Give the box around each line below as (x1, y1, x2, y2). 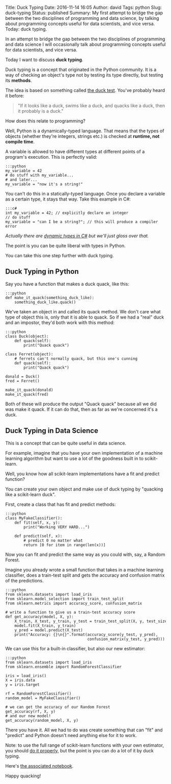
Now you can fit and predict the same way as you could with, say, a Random (5, 551, 165, 557)
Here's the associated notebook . (5, 763, 74, 769)
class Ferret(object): (5, 352, 53, 357)
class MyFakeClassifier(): (5, 516, 63, 521)
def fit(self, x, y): (14, 520, 60, 525)
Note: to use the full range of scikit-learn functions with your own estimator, (5, 742, 164, 748)
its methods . (5, 78, 32, 83)
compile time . (5, 139, 35, 144)
